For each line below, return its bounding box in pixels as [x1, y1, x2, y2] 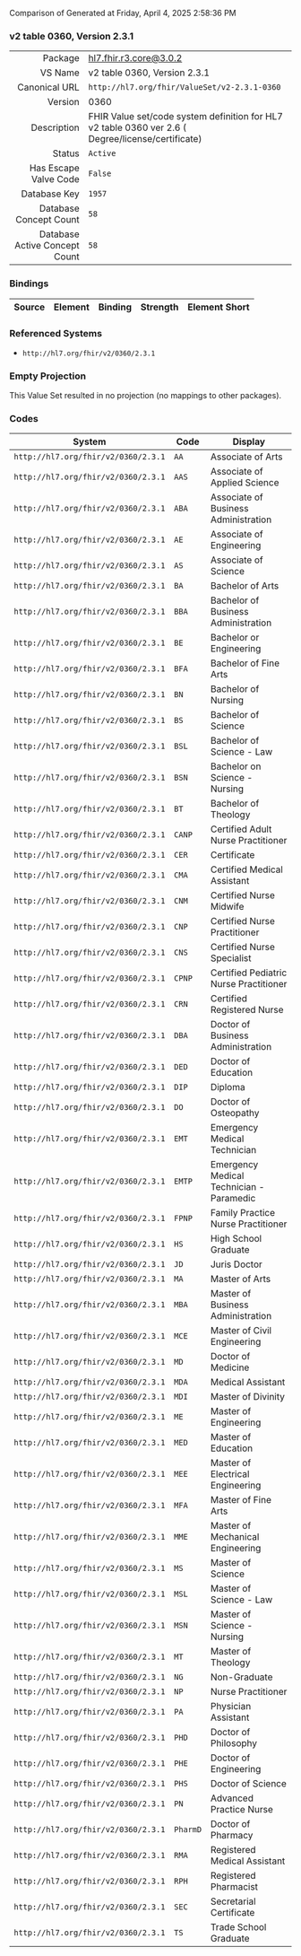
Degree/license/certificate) [88, 133, 202, 145]
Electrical [210, 1468, 250, 1480]
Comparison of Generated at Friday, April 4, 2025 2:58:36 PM [9, 8, 237, 18]
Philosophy [210, 1737, 258, 1750]
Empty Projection [9, 370, 87, 382]
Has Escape [29, 162, 81, 174]
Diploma [210, 1081, 245, 1094]
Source [13, 301, 46, 313]
